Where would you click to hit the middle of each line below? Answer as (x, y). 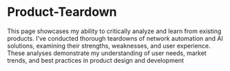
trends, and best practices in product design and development (96, 60)
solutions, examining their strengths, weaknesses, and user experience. (109, 45)
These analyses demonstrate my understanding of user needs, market (107, 53)
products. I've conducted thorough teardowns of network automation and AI (115, 38)
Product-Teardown (62, 12)
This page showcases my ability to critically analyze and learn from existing (114, 31)
